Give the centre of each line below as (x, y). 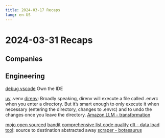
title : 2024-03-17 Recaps (33, 10)
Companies (24, 59)
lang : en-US (18, 15)
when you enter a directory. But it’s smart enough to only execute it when (82, 104)
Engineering (25, 76)
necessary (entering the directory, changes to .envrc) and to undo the (79, 109)
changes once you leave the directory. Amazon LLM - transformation (78, 114)
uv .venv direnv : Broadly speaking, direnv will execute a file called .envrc (82, 98)
